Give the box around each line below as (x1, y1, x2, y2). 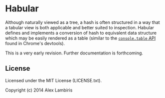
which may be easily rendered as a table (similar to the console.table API (5, 35, 156, 41)
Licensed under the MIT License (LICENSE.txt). (5, 77, 102, 83)
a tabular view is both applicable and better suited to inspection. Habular (5, 24, 155, 30)
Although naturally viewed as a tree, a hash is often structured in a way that (5, 19, 161, 25)
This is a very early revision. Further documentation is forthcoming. (5, 50, 144, 56)
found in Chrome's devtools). (5, 40, 65, 46)
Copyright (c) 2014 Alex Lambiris (5, 87, 73, 93)
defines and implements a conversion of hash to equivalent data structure (5, 30, 157, 36)
